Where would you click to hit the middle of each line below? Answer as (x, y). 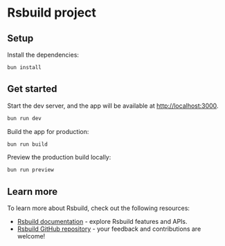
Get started (32, 89)
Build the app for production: (48, 131)
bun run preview (30, 170)
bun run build (28, 144)
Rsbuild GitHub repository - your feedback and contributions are (109, 229)
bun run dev (24, 118)
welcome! (31, 236)
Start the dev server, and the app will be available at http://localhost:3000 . (113, 106)
